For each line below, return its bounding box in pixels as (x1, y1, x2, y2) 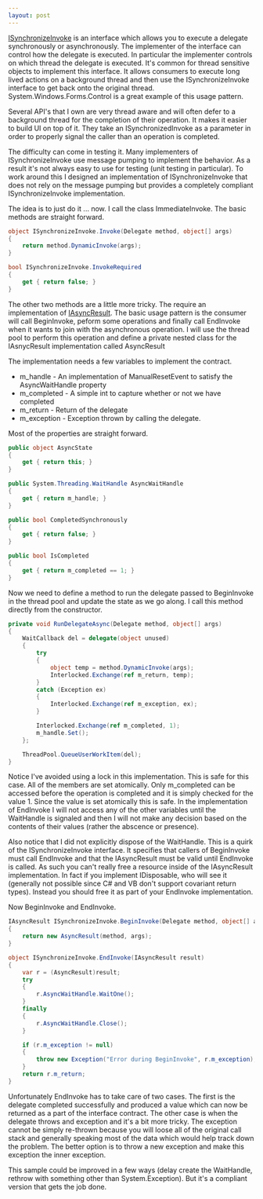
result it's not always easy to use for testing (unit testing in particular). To (8, 163, 244, 173)
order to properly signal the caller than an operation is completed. (8, 131, 221, 141)
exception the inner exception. (8, 1150, 106, 1159)
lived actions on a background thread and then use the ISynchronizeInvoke (8, 75, 250, 84)
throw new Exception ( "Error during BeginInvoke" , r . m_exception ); (36, 1055, 258, 1064)
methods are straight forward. (8, 212, 104, 221)
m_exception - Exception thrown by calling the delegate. (19, 413, 201, 422)
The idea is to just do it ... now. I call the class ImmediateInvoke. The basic (8, 203, 247, 213)
